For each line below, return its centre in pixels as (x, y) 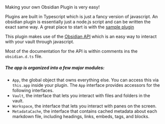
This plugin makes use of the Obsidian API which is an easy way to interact (81, 37)
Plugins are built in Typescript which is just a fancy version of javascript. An (82, 16)
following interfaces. (33, 90)
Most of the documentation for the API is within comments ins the (71, 51)
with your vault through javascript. (40, 42)
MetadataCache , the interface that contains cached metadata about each (84, 111)
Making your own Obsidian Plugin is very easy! (52, 7)
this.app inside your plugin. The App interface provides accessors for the (86, 85)
